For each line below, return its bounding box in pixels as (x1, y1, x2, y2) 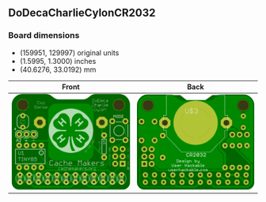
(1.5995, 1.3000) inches (19, 56, 97, 65)
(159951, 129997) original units (19, 47, 120, 58)
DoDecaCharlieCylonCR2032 (8, 6, 156, 20)
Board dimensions (8, 30, 80, 41)
